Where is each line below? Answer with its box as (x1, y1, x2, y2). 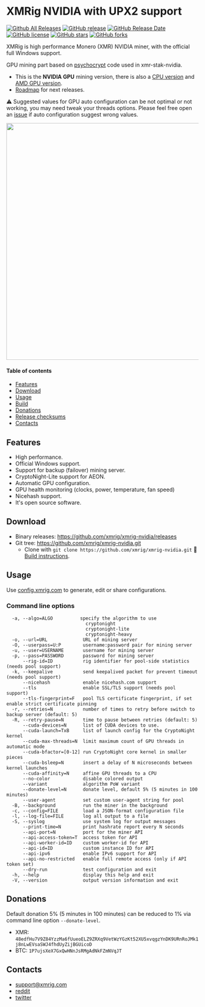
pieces (6, 754, 23, 760)
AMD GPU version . (15, 79, 63, 87)
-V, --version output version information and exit (12, 877, 179, 884)
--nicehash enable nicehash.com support (22, 679, 157, 686)
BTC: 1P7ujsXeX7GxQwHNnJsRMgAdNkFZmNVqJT (15, 947, 122, 954)
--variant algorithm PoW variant (22, 781, 140, 787)
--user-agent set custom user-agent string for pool (22, 797, 184, 803)
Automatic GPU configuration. (15, 479, 91, 486)
